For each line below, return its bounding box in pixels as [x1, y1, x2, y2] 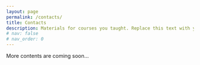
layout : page [6, 8, 39, 15]
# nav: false [6, 31, 39, 37]
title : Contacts [6, 19, 46, 25]
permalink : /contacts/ [6, 14, 62, 20]
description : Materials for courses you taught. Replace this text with [6, 25, 190, 31]
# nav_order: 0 [6, 36, 44, 42]
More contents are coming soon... [6, 53, 89, 59]
